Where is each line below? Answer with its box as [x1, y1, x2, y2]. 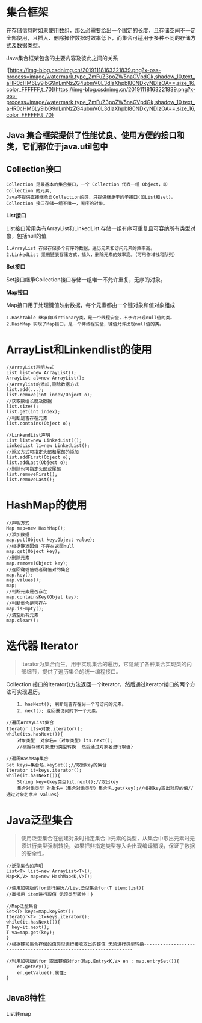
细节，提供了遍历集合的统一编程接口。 [26, 668, 121, 675]
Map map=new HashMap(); [6, 525, 66, 531]
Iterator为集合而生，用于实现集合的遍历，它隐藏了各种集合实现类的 [20, 660, 187, 668]
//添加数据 [6, 531, 30, 538]
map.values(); [6, 577, 42, 583]
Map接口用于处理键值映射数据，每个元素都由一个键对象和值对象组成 [6, 302, 176, 309]
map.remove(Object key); [6, 560, 69, 566]
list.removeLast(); [6, 477, 55, 483]
